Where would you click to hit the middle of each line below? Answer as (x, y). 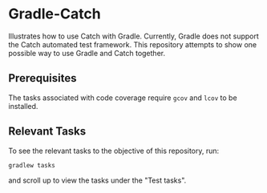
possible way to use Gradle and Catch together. (87, 53)
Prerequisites (42, 78)
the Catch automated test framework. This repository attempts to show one (133, 44)
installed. (23, 106)
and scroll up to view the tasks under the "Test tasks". (97, 180)
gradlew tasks (32, 165)
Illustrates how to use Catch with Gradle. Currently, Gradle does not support (133, 36)
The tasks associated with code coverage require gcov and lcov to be (123, 98)
